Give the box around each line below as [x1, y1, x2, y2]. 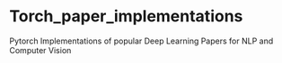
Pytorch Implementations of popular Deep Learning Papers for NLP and [9, 35, 274, 46]
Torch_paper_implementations [9, 6, 243, 27]
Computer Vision [9, 44, 72, 55]
